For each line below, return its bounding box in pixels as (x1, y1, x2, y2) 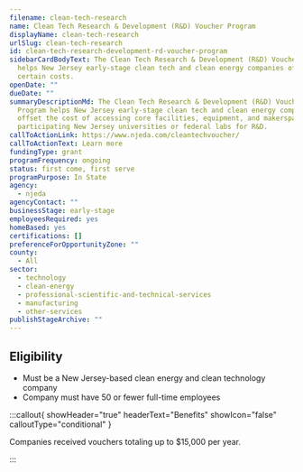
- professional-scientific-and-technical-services (17, 290, 212, 299)
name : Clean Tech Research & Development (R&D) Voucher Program (9, 22, 256, 31)
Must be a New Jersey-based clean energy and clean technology (22, 372, 266, 384)
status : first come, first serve (9, 164, 135, 173)
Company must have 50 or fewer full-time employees (22, 392, 221, 403)
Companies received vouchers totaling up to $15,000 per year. (9, 436, 242, 447)
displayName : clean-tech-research (9, 30, 140, 39)
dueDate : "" (9, 88, 54, 97)
